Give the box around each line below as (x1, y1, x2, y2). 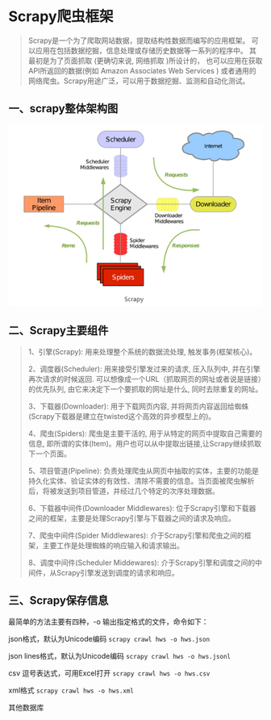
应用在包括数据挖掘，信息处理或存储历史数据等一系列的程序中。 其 (35, 45, 256, 55)
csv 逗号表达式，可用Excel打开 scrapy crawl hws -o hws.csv (8, 668, 211, 678)
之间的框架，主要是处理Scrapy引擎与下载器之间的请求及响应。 (27, 513, 236, 523)
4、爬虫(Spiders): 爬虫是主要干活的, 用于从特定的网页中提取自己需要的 (27, 429, 263, 438)
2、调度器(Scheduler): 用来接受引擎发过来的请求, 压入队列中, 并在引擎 (27, 364, 261, 374)
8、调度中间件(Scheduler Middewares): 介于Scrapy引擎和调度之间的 (27, 558, 256, 567)
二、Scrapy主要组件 (8, 324, 109, 337)
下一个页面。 (27, 449, 71, 458)
